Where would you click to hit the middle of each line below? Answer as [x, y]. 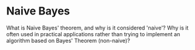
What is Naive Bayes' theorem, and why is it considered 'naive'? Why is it [97, 28]
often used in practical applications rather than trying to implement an [93, 34]
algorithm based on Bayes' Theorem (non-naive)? [68, 40]
